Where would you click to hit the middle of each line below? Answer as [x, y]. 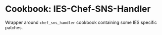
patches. [14, 27]
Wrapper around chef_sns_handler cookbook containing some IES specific [81, 22]
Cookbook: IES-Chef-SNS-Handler [78, 9]
